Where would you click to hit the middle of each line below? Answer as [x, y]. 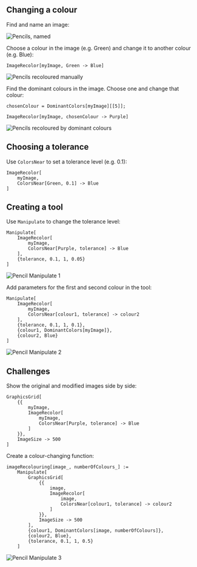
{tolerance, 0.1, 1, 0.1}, [51, 325]
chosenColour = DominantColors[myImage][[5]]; [66, 106]
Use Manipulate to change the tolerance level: [63, 222]
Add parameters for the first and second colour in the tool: [79, 288]
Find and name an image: [38, 24]
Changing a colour [42, 10]
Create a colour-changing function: [50, 456]
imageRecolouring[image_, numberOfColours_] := [68, 467]
